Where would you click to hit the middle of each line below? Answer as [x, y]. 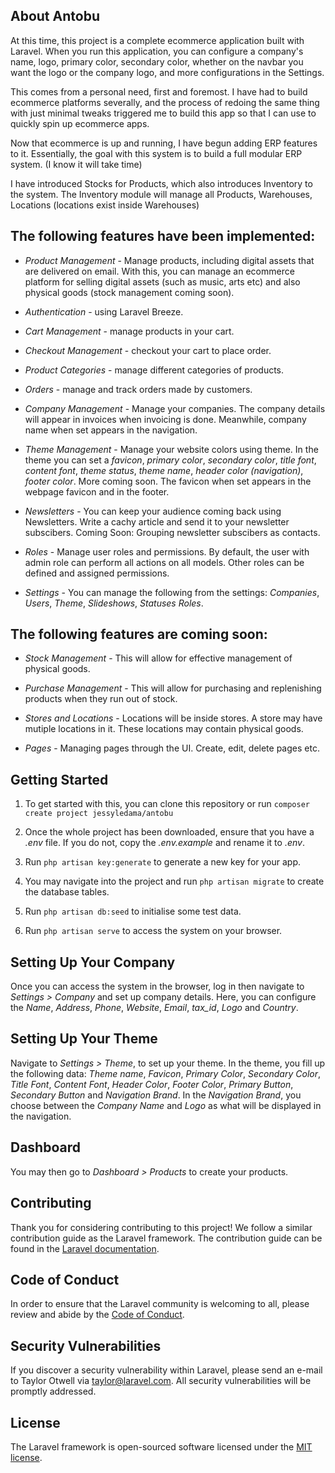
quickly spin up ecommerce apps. [80, 123]
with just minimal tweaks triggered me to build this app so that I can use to [163, 113]
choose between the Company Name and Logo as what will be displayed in [166, 1105]
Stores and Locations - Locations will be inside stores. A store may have [173, 718]
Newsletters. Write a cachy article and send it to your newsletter [157, 521]
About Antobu [55, 16]
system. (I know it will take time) [76, 164]
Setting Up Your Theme [84, 1039]
